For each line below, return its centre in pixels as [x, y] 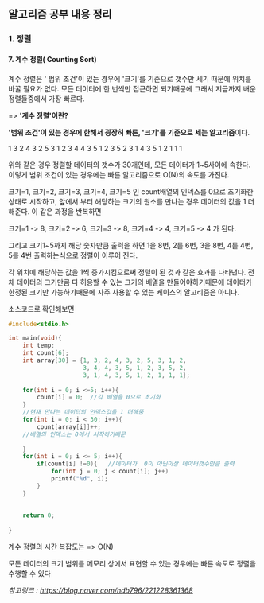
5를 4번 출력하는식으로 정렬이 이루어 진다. [73, 255]
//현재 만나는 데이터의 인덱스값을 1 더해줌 [83, 412]
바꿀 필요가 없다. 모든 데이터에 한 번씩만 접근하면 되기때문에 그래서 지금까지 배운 [132, 88]
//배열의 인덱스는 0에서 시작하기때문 [74, 434]
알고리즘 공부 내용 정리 [60, 14]
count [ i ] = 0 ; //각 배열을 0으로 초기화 [99, 397]
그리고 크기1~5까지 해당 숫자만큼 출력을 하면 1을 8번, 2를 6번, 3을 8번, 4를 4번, [131, 245]
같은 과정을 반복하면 [70, 211]
